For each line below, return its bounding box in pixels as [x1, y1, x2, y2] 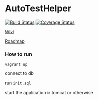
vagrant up [5, 62, 28, 67]
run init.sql [5, 80, 31, 86]
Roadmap [5, 38, 25, 44]
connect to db [5, 70, 34, 76]
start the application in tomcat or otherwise [5, 90, 93, 96]
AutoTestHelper [5, 3, 72, 14]
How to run [5, 50, 32, 57]
